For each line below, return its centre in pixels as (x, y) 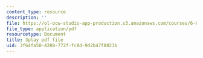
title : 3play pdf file (35, 40)
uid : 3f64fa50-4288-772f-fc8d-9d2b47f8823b (62, 46)
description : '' (27, 18)
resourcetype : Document (36, 34)
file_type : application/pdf (42, 29)
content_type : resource (36, 12)
